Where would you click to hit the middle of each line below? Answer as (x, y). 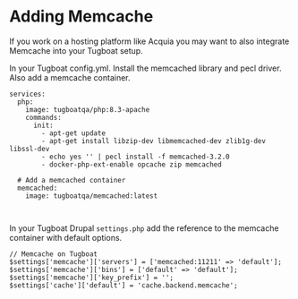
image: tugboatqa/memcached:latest (92, 196)
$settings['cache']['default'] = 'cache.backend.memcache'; (124, 285)
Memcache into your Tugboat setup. (76, 50)
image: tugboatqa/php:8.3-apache (88, 109)
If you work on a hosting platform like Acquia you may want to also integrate (149, 41)
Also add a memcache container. (70, 77)
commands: (44, 117)
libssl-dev (30, 149)
